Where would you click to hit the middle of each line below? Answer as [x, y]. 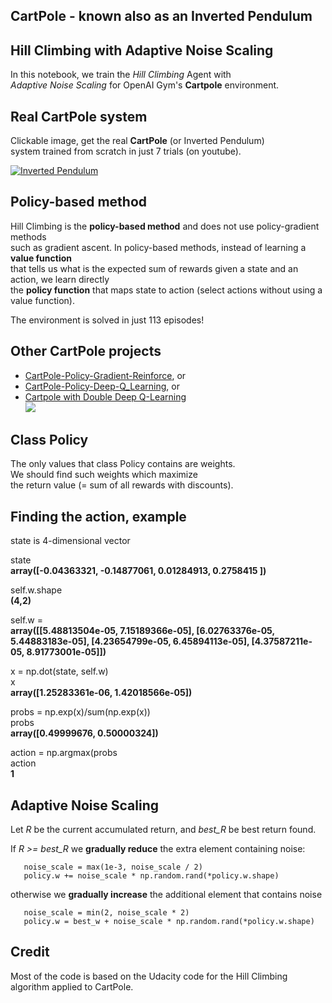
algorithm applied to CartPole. [72, 986]
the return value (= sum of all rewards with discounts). [122, 485]
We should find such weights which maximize [104, 475]
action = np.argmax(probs [64, 753]
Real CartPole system [79, 116]
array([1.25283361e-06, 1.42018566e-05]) [101, 693]
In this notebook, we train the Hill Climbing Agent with [121, 75]
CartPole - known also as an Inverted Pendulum [161, 16]
